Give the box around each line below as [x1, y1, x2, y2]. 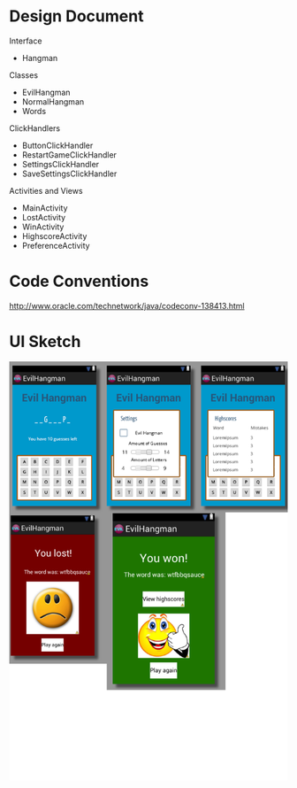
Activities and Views [9, 185, 83, 196]
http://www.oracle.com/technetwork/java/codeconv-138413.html [9, 300, 245, 311]
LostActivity [21, 212, 66, 222]
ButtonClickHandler [21, 140, 94, 151]
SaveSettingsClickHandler [21, 168, 118, 179]
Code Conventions [9, 272, 149, 291]
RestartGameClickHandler [21, 149, 118, 160]
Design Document [9, 6, 144, 27]
